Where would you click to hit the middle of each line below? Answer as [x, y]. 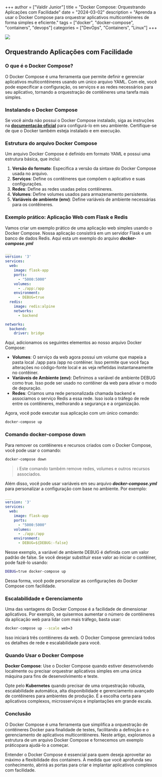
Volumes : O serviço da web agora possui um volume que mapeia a [79, 357]
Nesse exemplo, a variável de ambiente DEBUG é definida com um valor [77, 552]
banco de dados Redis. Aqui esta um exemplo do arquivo [62, 238]
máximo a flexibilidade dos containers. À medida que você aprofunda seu [78, 759]
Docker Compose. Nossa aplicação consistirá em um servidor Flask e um [78, 233]
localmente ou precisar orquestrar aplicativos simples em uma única [73, 671]
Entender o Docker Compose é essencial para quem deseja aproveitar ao [78, 754]
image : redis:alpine [34, 307]
